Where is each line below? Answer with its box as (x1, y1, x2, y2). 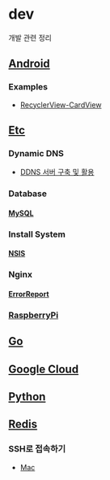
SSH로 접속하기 (8, 443, 66, 455)
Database (8, 188, 47, 199)
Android (8, 57, 50, 71)
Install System (8, 229, 66, 240)
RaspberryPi (8, 309, 59, 321)
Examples (8, 81, 49, 93)
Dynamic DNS (8, 147, 65, 159)
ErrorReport (8, 289, 50, 299)
